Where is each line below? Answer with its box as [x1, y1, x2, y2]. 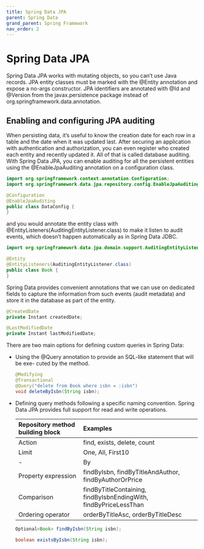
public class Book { [6, 267, 59, 273]
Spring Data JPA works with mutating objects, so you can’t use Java [6, 72, 177, 80]
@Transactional [15, 377, 54, 383]
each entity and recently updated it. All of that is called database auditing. [6, 151, 191, 158]
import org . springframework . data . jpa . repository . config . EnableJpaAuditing [6, 181, 200, 187]
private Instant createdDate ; [6, 314, 83, 320]
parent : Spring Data [6, 15, 59, 21]
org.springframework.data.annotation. [6, 98, 101, 105]
